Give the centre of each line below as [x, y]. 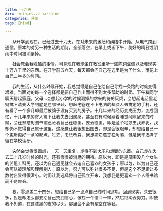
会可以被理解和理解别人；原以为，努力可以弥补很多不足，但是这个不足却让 [79, 169]
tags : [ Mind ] [18, 23]
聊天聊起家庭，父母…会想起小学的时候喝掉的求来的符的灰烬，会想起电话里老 [81, 98]
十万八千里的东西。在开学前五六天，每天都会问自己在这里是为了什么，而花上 [81, 70]
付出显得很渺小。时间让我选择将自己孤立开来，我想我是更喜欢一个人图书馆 [83, 175]
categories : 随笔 [22, 18]
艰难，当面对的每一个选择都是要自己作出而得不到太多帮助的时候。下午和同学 [81, 92]
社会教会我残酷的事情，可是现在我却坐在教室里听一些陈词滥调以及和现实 [84, 64]
